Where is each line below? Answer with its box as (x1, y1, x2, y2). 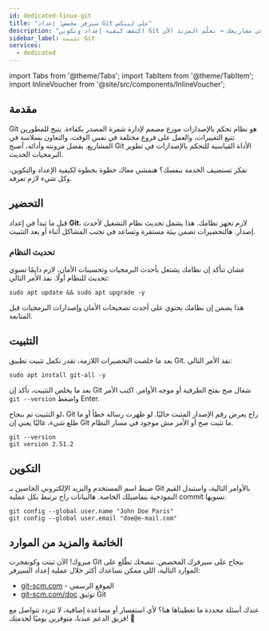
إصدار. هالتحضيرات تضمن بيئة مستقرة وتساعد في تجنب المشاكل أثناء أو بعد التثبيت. (9, 226, 256, 236)
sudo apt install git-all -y (9, 371, 106, 379)
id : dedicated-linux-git (9, 11, 92, 20)
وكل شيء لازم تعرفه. (9, 173, 73, 183)
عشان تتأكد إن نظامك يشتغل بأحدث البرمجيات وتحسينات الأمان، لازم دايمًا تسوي (9, 264, 246, 274)
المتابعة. (9, 311, 33, 320)
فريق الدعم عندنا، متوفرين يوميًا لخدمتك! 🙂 (9, 613, 135, 623)
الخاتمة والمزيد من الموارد (9, 536, 123, 549)
